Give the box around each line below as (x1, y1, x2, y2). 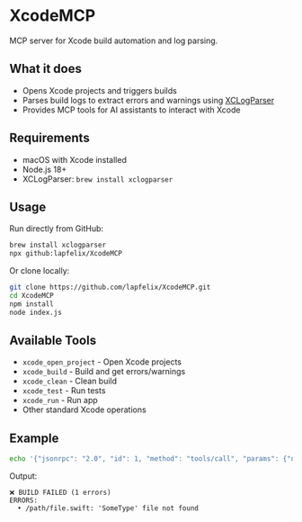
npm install (9, 299, 54, 309)
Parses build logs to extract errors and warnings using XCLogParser (22, 94, 275, 105)
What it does (9, 61, 83, 76)
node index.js (9, 308, 63, 317)
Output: (9, 471, 38, 481)
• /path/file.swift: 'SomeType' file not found (17, 504, 200, 513)
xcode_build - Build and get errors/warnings (22, 366, 186, 377)
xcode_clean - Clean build (22, 375, 118, 387)
